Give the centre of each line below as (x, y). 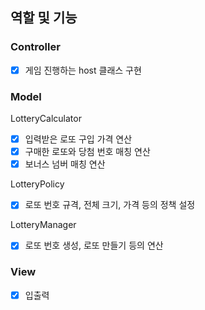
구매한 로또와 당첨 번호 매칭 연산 (87, 152)
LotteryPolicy (37, 184)
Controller (35, 47)
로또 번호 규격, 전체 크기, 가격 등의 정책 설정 (110, 205)
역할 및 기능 (44, 18)
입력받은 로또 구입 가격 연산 (78, 139)
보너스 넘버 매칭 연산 (65, 164)
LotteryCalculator (46, 119)
